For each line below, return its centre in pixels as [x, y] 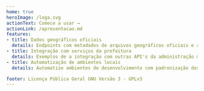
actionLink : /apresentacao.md [45, 29]
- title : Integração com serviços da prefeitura [69, 51]
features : [19, 34]
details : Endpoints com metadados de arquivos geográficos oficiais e [103, 46]
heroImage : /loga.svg [34, 17]
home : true [20, 12]
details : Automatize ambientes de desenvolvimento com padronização [100, 68]
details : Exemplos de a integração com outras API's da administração [103, 57]
